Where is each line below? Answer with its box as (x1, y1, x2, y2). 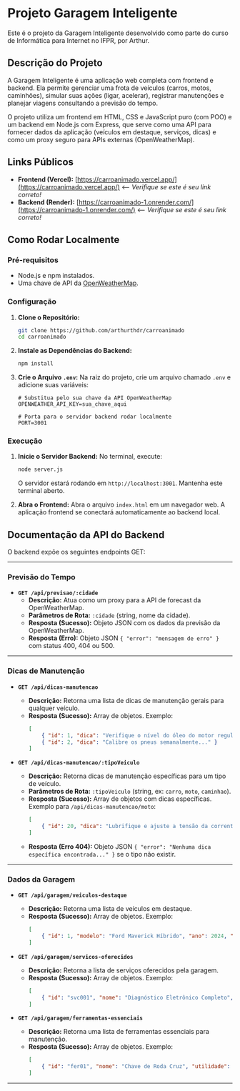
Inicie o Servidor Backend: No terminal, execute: (17, 452, 163, 461)
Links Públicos (7, 156, 74, 169)
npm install (17, 360, 54, 367)
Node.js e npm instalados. (17, 271, 95, 280)
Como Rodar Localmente (7, 234, 120, 246)
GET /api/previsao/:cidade (17, 589, 99, 597)
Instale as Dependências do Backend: (17, 347, 132, 355)
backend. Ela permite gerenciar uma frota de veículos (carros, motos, (7, 84, 212, 92)
